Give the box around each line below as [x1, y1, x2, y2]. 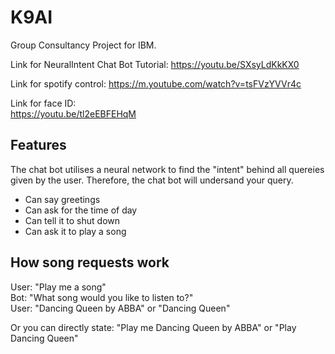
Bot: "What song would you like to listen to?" [10, 291, 194, 303]
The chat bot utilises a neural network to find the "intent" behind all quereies [10, 163, 325, 175]
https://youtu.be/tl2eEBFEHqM [10, 107, 137, 120]
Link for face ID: [10, 97, 77, 109]
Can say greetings [24, 193, 101, 205]
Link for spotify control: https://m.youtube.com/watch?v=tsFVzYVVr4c [10, 77, 302, 90]
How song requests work [10, 254, 170, 271]
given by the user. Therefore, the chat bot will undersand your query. [10, 174, 294, 186]
